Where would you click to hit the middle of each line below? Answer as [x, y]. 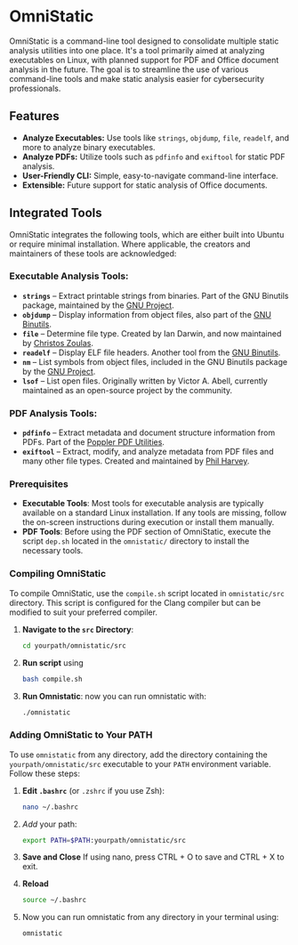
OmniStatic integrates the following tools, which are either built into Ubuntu [147, 234]
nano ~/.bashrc [50, 807]
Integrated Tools [56, 213]
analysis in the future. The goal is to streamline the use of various [129, 69]
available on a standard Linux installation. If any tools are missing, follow [154, 513]
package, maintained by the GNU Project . [98, 305]
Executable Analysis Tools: [69, 276]
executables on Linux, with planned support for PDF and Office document [144, 60]
